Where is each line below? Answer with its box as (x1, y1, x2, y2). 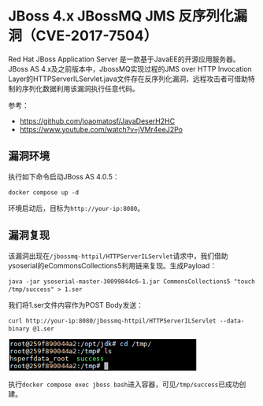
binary (8, 324, 30, 333)
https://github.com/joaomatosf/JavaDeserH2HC (19, 116, 176, 126)
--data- (219, 316, 245, 325)
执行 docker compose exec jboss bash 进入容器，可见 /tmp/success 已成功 (8, 379, 239, 389)
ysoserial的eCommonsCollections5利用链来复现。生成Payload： (8, 260, 217, 270)
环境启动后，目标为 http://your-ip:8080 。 (8, 203, 145, 212)
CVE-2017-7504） (35, 27, 158, 45)
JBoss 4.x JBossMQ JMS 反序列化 (8, 7, 234, 25)
